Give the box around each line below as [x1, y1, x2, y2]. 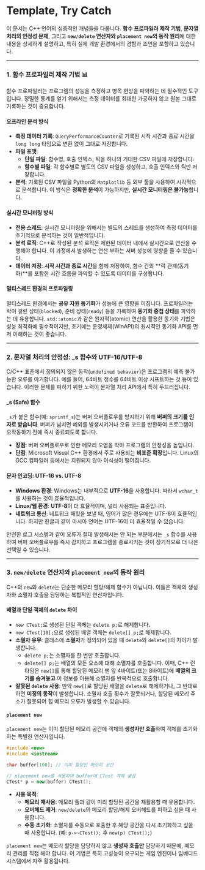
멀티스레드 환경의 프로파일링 [6, 285, 73, 292]
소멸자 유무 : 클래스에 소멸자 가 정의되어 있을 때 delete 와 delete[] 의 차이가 [15, 637, 192, 644]
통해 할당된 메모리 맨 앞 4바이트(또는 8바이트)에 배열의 [60, 667, 190, 675]
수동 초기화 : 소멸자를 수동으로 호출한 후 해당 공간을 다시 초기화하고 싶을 [24, 821, 193, 828]
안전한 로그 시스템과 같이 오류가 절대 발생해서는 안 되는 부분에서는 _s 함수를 [6, 531, 186, 538]
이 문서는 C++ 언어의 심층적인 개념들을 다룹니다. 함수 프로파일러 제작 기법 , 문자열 [6, 25, 199, 32]
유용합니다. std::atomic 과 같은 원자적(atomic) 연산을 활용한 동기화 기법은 [19, 315, 195, 322]
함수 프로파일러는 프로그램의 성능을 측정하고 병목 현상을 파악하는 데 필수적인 [6, 87, 187, 95]
